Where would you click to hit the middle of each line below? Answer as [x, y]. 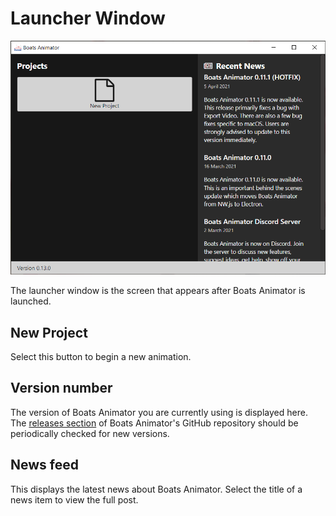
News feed [44, 465]
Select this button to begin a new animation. [101, 357]
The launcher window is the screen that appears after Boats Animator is [158, 291]
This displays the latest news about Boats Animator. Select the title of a [156, 489]
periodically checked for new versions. [90, 433]
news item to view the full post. [74, 499]
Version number [61, 388]
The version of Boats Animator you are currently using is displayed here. [159, 412]
